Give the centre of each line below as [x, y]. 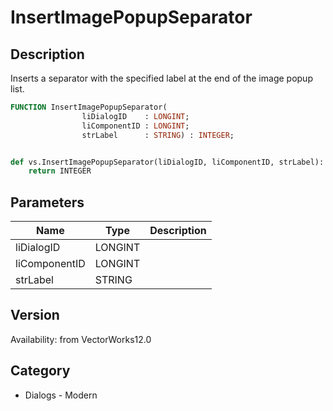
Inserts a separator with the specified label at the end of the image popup [161, 78]
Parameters [47, 202]
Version [35, 315]
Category [40, 371]
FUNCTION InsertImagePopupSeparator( [89, 107]
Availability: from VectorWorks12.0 [81, 339]
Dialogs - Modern [61, 395]
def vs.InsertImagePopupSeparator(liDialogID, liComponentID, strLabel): [167, 162]
